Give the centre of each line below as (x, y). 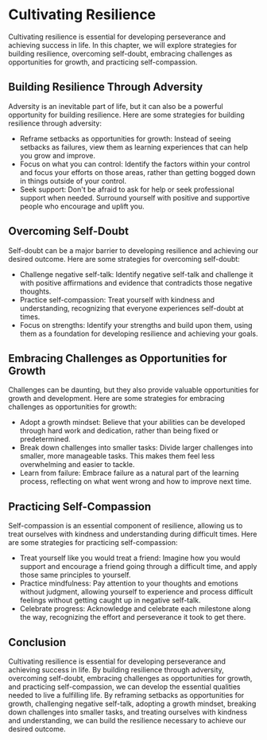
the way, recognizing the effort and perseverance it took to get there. (133, 617)
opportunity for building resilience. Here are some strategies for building (126, 115)
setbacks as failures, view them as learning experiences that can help (134, 147)
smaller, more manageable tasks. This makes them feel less (117, 456)
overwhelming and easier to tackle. (77, 465)
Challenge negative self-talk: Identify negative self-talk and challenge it (136, 274)
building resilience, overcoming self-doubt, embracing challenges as (120, 53)
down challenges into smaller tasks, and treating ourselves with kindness (128, 712)
